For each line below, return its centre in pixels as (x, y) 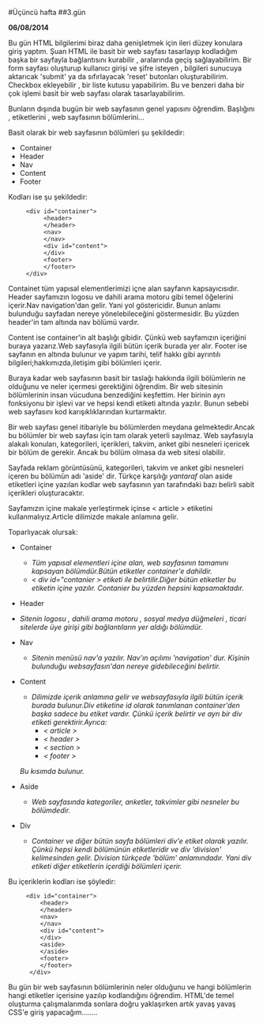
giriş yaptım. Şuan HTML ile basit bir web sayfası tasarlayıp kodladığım (123, 51)
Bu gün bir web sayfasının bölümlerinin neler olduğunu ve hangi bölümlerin (130, 987)
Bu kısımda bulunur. (52, 771)
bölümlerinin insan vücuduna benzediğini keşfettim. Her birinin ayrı (117, 395)
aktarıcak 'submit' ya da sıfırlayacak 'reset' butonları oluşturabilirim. (118, 76)
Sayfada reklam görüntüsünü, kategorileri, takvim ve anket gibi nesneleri (126, 468)
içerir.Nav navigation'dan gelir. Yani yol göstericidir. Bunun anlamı (115, 305)
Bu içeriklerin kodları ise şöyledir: (62, 882)
